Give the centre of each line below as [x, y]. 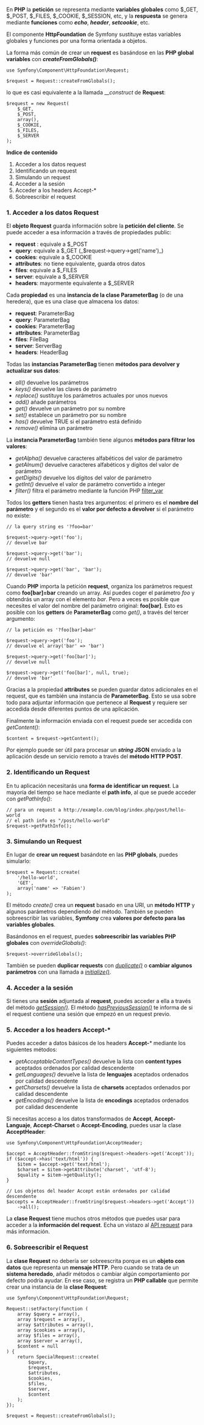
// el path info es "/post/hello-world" [58, 820]
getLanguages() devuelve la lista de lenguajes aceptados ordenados [102, 1075]
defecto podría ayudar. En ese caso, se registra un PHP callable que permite [102, 1280]
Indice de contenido [32, 152]
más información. [28, 1232]
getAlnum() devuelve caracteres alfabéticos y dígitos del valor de [97, 465]
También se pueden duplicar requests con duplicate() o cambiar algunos [99, 965]
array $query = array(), [49, 1314]
